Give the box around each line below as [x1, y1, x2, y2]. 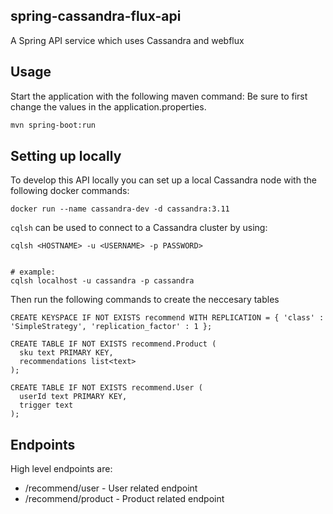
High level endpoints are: [10, 463, 113, 475]
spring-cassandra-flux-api [10, 8, 182, 25]
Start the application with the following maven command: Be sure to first [10, 90, 308, 102]
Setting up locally [10, 147, 122, 164]
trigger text [19, 400, 74, 411]
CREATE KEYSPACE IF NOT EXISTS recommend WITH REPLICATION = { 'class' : [10, 313, 325, 323]
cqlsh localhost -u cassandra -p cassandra [10, 276, 195, 286]
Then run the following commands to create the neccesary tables [10, 294, 280, 306]
